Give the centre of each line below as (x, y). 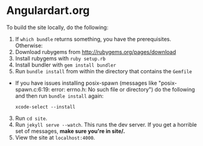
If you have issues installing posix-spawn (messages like (86, 83)
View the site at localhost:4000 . (55, 138)
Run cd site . (31, 118)
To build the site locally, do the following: (57, 27)
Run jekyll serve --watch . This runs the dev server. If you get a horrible (106, 124)
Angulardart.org (48, 11)
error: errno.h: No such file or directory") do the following (123, 89)
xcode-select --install (45, 107)
